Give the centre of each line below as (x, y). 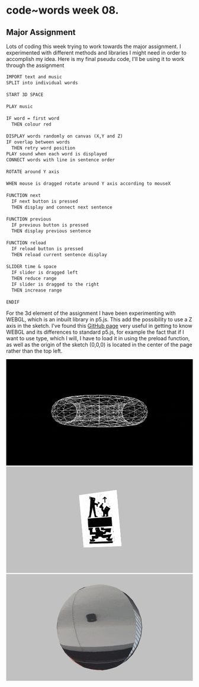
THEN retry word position (44, 148)
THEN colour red (31, 124)
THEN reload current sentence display (60, 255)
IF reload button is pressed (47, 249)
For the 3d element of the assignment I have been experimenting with (91, 313)
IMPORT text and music (34, 77)
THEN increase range (37, 290)
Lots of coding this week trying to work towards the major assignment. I (94, 46)
